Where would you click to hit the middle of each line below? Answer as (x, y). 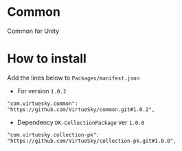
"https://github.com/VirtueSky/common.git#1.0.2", (81, 109)
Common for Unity (33, 31)
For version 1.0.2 (42, 91)
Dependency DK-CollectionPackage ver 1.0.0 (81, 122)
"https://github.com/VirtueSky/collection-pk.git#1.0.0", (92, 141)
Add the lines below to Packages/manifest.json (73, 78)
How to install (47, 59)
